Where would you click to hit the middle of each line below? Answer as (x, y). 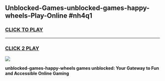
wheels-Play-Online (36, 16)
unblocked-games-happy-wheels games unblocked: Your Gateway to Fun (82, 68)
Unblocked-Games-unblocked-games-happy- (77, 8)
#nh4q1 (80, 16)
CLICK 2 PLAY (22, 48)
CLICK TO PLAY (24, 30)
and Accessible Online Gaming (37, 73)
